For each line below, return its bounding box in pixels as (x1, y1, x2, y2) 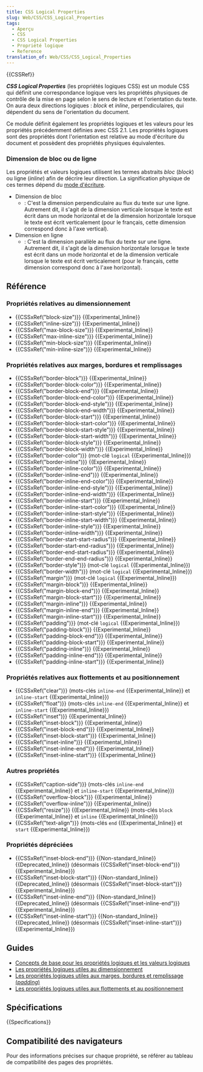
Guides (6, 943, 35, 953)
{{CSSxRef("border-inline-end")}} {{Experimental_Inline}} (15, 471, 159, 478)
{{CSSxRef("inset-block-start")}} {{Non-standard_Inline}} (15, 874, 159, 881)
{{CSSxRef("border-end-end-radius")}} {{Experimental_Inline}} (15, 555, 173, 562)
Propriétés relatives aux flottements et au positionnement (6, 673, 180, 681)
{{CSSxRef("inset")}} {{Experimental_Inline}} (15, 713, 127, 720)
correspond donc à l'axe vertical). (24, 225, 109, 232)
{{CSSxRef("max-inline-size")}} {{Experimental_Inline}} (15, 332, 153, 340)
